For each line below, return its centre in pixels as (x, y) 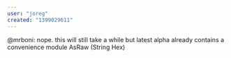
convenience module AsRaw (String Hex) (66, 47)
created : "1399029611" (40, 20)
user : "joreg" (28, 13)
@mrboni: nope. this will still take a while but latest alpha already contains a (116, 39)
